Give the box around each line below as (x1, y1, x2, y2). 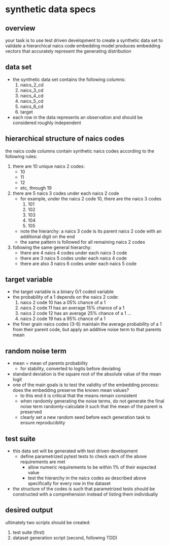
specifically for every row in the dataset (27, 480, 111, 486)
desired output (5, 506, 53, 514)
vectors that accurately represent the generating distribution (5, 48, 132, 54)
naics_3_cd (20, 87, 44, 93)
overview (5, 24, 36, 33)
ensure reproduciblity (20, 420, 65, 426)
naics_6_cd (20, 103, 44, 109)
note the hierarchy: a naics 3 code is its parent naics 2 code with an (20, 228, 162, 234)
